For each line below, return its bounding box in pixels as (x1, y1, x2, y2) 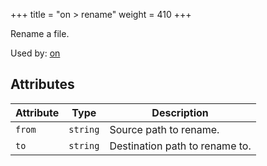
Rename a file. (10, 28, 70, 39)
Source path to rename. (109, 122, 220, 136)
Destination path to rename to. (109, 139, 252, 153)
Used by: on (10, 47, 61, 59)
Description (151, 105, 209, 119)
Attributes (10, 76, 75, 93)
